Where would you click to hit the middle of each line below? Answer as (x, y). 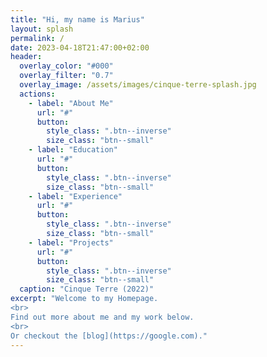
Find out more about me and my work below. (102, 317)
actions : (37, 94)
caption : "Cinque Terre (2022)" (87, 289)
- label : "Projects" (71, 242)
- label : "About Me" (71, 103)
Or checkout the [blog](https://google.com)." (109, 336)
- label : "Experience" (75, 196)
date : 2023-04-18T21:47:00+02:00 (80, 47)
